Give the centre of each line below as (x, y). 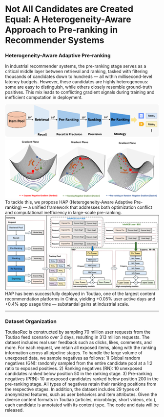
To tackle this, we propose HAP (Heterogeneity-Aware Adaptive (69, 202)
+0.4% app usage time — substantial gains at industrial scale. (67, 304)
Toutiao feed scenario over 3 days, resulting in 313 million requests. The (77, 337)
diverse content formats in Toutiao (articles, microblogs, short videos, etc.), (81, 400)
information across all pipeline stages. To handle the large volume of (74, 353)
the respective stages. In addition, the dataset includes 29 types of (72, 389)
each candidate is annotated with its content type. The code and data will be (82, 405)
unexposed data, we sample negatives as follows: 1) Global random (73, 358)
